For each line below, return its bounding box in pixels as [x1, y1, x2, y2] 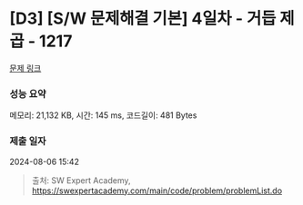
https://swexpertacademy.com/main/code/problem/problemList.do [31, 185, 283, 196]
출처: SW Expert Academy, [31, 174, 131, 186]
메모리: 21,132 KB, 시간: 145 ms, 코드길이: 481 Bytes [9, 110, 197, 121]
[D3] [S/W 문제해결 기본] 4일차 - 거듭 [9, 8, 277, 29]
